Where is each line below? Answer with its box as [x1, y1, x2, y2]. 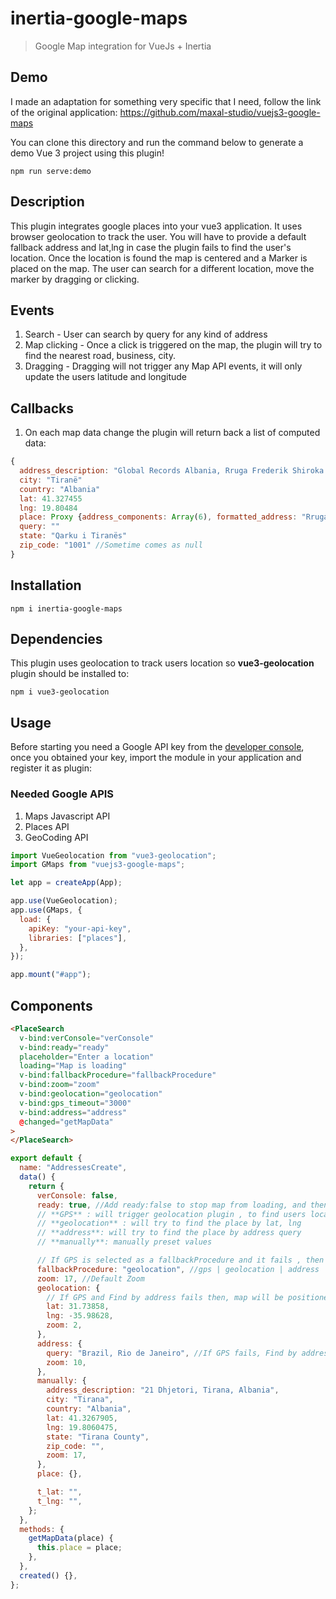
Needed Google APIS [10, 787, 115, 801]
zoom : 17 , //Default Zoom [36, 1273, 145, 1284]
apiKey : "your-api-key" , [28, 923, 132, 934]
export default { [10, 1153, 83, 1164]
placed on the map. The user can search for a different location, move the [10, 262, 315, 274]
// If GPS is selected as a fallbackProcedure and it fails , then [36, 1255, 325, 1266]
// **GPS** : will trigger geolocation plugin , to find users [36, 1209, 307, 1219]
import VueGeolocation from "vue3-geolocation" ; [10, 850, 217, 861]
